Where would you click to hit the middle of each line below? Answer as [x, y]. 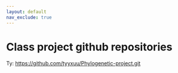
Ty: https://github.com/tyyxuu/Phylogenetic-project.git [73, 63]
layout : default [26, 12]
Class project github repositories [89, 47]
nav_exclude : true [29, 17]
